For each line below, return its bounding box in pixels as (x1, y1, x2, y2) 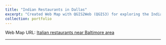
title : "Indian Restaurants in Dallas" (5, 7, 87, 12)
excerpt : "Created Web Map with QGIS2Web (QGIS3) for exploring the (5, 12, 149, 17)
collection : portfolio (5, 16, 52, 21)
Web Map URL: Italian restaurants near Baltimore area (5, 30, 115, 36)
